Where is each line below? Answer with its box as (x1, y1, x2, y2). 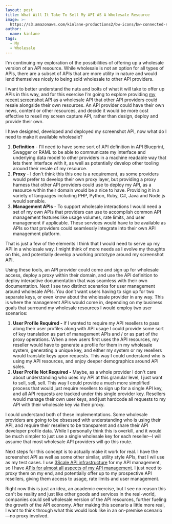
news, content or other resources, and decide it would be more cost (5, 107, 149, 113)
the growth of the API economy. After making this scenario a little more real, (5, 502, 165, 508)
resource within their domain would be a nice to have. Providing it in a (12, 187, 160, 193)
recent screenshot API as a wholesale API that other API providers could (5, 97, 158, 103)
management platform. (12, 231, 61, 237)
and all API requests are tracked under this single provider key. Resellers (12, 391, 166, 397)
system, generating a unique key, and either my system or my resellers (12, 347, 162, 353)
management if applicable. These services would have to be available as (12, 219, 166, 225)
